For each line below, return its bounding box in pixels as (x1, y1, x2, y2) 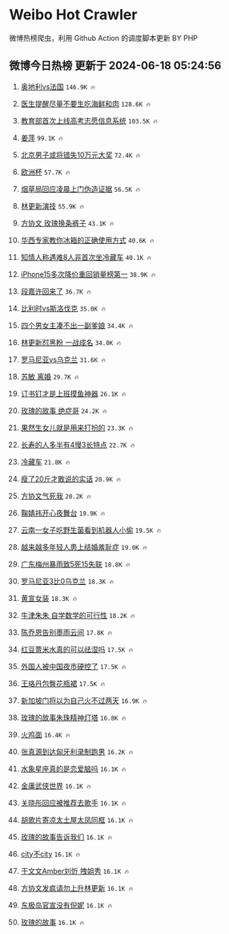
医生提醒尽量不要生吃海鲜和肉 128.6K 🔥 (20, 99, 151, 108)
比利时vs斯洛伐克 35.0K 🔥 (20, 303, 106, 313)
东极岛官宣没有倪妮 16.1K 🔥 (20, 900, 113, 910)
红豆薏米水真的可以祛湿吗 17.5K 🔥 (20, 644, 134, 654)
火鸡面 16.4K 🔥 (20, 729, 70, 739)
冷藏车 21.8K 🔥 (20, 457, 70, 466)
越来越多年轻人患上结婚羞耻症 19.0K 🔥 (20, 542, 147, 551)
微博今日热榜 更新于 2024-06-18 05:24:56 (9, 59, 222, 73)
